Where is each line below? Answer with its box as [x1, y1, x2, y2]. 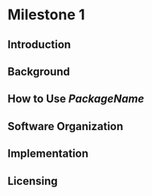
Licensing [7, 174, 58, 188]
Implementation [7, 147, 89, 161]
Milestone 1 [7, 6, 85, 24]
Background [7, 64, 70, 78]
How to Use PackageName [7, 92, 145, 106]
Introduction [7, 38, 72, 51]
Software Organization [7, 119, 124, 133]
